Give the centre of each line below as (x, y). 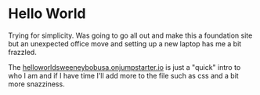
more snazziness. (36, 84)
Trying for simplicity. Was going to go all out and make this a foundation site (130, 35)
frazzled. (22, 52)
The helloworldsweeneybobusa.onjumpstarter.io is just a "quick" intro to (125, 67)
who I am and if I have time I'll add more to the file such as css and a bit (123, 75)
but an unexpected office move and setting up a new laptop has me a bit (125, 43)
